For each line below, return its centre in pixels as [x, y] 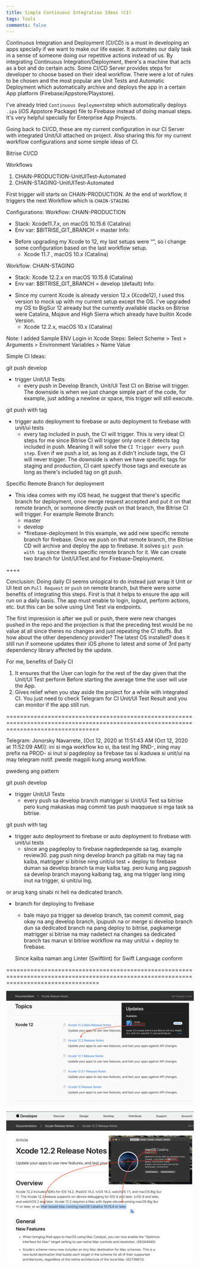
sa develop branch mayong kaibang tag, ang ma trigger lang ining [104, 874]
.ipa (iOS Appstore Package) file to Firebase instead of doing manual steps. [99, 111]
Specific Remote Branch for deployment [55, 484]
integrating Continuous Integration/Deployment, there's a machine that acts [99, 62]
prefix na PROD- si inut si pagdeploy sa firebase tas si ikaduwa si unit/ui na [98, 753]
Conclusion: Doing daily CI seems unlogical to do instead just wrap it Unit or [99, 581]
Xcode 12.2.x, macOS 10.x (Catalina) [68, 327]
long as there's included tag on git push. [73, 472]
